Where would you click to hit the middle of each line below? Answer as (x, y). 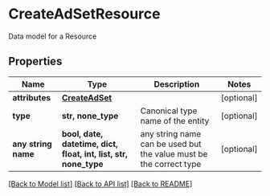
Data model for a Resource (53, 36)
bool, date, (82, 133)
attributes (31, 97)
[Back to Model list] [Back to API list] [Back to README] (100, 184)
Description (177, 84)
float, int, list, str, (95, 153)
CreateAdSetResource (84, 14)
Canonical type (169, 111)
